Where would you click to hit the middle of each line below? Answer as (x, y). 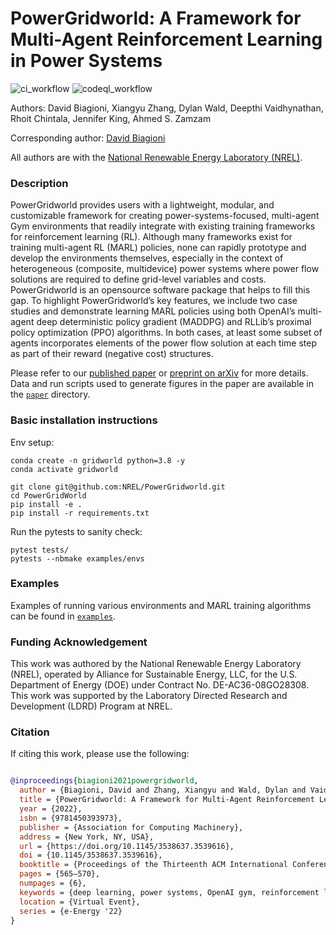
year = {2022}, (51, 809)
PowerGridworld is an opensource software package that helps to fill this (160, 290)
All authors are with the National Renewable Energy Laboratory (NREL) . (156, 157)
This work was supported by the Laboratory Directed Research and (149, 696)
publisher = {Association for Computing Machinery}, (131, 827)
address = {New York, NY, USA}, (87, 837)
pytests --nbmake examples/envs (77, 558)
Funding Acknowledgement (79, 642)
